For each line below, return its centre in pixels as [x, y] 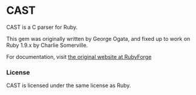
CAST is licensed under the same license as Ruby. [69, 85]
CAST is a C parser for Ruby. [42, 27]
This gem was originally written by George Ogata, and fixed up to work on [98, 38]
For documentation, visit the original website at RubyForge [79, 57]
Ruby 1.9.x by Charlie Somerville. [47, 45]
